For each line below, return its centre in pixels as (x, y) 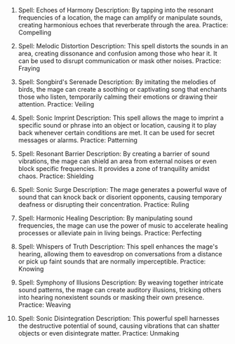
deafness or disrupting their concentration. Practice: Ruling (103, 205)
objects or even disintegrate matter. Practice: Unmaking (99, 333)
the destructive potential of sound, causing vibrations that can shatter (119, 326)
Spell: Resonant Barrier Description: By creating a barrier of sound (114, 154)
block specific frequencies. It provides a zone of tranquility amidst (114, 168)
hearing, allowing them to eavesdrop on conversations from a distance (120, 254)
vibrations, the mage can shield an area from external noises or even (117, 161)
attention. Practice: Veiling (56, 104)
